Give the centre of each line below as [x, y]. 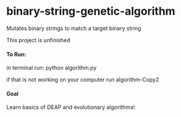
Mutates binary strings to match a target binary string [74, 28]
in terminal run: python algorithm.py [52, 68]
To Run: [16, 54]
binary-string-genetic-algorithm [91, 11]
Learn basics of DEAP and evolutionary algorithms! [71, 107]
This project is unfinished [38, 40]
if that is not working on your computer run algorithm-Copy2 [83, 80]
